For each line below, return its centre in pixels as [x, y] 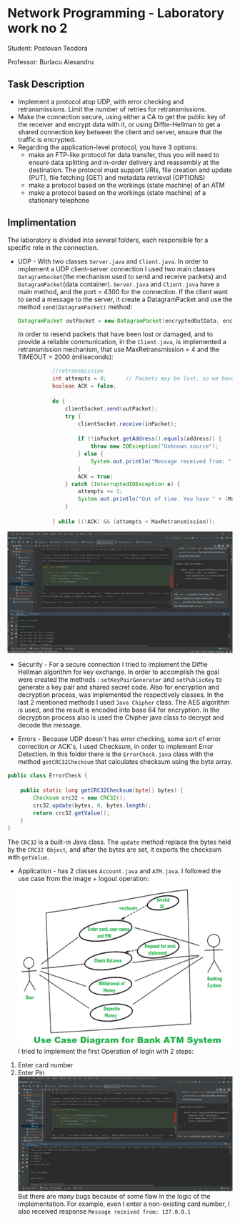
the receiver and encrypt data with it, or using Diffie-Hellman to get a [119, 124]
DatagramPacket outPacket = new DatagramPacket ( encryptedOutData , [119, 321]
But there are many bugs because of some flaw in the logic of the [114, 1196]
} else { [90, 454]
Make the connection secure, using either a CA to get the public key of [122, 116]
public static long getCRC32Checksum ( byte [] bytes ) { [102, 790]
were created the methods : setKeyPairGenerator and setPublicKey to [120, 679]
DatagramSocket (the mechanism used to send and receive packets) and [122, 276]
